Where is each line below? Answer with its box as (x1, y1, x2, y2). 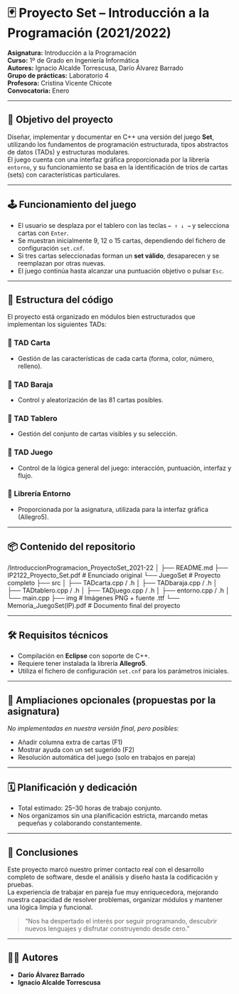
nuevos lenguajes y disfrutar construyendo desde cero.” (24, 924, 190, 933)
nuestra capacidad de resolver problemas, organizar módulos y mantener (7, 895, 223, 904)
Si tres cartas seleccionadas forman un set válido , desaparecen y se (17, 251, 220, 260)
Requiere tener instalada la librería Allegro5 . (17, 659, 148, 668)
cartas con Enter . (17, 229, 69, 237)
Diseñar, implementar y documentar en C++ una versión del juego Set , (7, 132, 215, 141)
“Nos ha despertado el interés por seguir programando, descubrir (24, 916, 218, 925)
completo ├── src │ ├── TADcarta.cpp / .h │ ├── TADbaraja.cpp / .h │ (7, 578, 218, 587)
